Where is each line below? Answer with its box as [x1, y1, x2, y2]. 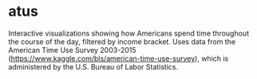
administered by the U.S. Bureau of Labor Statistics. [8, 62, 179, 71]
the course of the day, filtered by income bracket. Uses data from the [8, 36, 236, 46]
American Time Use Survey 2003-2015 [8, 45, 137, 55]
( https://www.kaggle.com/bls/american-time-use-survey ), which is [8, 54, 229, 63]
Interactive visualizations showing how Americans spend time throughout [8, 28, 250, 38]
